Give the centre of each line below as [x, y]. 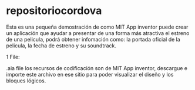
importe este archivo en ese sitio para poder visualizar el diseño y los [90, 74]
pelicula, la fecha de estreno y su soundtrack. [61, 46]
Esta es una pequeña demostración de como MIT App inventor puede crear [97, 27]
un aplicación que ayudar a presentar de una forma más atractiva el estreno [98, 33]
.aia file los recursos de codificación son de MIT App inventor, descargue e [97, 68]
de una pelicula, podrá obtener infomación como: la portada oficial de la [93, 39]
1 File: [13, 57]
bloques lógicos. [26, 81]
